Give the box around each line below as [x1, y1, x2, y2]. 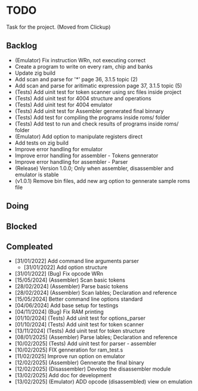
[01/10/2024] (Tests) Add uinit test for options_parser [14, 314, 146, 322]
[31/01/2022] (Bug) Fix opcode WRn [14, 270, 103, 277]
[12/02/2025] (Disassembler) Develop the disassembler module [14, 365, 171, 372]
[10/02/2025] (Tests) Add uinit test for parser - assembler [14, 340, 157, 347]
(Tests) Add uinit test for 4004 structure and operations [14, 94, 151, 102]
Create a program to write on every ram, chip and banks [14, 63, 153, 70]
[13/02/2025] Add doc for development [14, 372, 112, 379]
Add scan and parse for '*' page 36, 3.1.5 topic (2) [14, 75, 138, 83]
